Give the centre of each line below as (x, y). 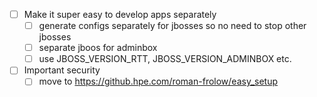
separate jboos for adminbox (98, 48)
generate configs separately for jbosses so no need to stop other (172, 26)
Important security (62, 70)
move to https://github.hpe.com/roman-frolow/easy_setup (158, 81)
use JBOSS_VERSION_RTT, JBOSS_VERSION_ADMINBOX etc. (165, 59)
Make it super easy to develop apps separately (120, 14)
